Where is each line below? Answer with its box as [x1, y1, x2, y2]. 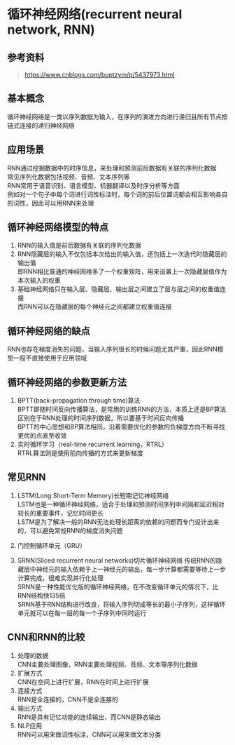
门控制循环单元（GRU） [17, 541, 86, 549]
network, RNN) [7, 22, 96, 38]
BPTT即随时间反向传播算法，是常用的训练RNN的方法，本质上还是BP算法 [17, 405, 227, 414]
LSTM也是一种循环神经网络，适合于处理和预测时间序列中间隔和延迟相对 [17, 499, 225, 509]
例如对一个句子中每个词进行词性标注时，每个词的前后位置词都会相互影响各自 [7, 190, 228, 199]
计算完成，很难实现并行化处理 [17, 573, 104, 582]
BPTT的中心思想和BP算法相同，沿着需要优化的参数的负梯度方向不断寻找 [17, 422, 226, 431]
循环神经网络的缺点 [7, 325, 90, 337]
